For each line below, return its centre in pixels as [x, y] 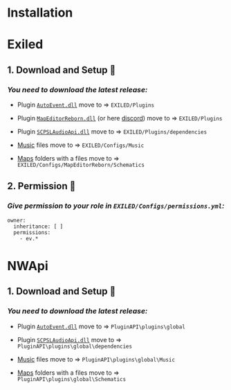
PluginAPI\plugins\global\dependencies [75, 346]
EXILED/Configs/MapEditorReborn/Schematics [81, 165]
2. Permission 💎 [41, 186]
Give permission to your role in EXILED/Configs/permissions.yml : [116, 206]
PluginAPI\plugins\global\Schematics [72, 379]
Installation [40, 13]
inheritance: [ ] [38, 227]
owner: [17, 220]
